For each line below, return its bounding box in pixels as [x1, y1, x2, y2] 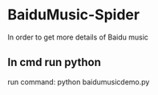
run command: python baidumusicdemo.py [7, 76, 150, 86]
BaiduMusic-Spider [7, 6, 140, 24]
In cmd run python [7, 56, 101, 69]
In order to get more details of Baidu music [7, 32, 149, 42]
